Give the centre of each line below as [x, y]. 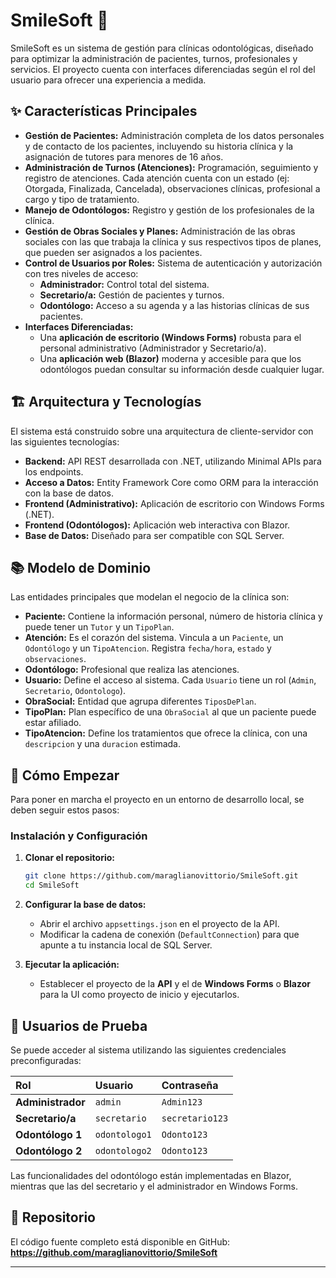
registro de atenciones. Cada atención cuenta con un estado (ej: [157, 178]
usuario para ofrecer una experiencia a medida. [108, 80]
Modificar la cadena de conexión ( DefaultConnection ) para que [169, 935]
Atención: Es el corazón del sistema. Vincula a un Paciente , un [154, 638]
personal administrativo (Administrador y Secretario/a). [153, 348]
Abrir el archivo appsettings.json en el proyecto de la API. [159, 924]
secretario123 [195, 1118]
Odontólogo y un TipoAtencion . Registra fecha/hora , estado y [148, 648]
